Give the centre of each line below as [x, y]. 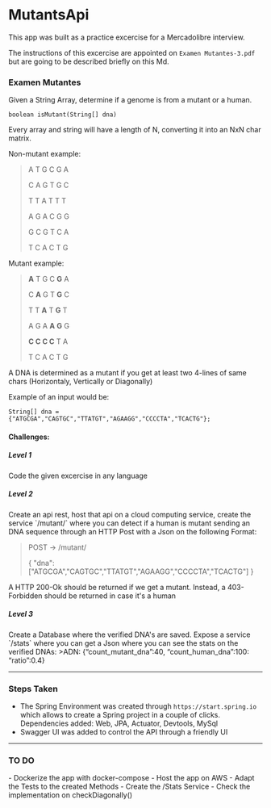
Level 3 [21, 614]
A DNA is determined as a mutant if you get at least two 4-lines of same [128, 373]
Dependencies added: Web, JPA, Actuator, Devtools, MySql [119, 723]
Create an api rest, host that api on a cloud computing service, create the [130, 514]
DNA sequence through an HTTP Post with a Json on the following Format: [133, 531]
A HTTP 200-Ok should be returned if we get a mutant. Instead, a [117, 587]
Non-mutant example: [45, 154]
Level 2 [21, 494]
